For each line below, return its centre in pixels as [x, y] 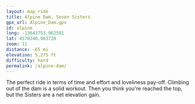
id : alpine [19, 28]
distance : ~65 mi [27, 50]
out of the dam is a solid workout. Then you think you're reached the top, [94, 89]
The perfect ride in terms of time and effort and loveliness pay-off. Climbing [97, 82]
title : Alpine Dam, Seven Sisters [48, 17]
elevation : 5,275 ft [31, 55]
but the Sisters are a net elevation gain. [53, 95]
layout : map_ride [27, 11]
